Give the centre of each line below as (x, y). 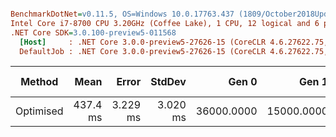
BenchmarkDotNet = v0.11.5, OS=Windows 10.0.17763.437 (122, 14)
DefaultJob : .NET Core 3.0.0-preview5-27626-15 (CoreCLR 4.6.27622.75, (174, 51)
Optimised (39, 111)
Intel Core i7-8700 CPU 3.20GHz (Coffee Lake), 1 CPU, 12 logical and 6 (165, 23)
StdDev (168, 82)
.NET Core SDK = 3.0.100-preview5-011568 (93, 32)
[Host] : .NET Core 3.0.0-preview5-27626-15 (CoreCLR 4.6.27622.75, (174, 42)
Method (39, 82)
